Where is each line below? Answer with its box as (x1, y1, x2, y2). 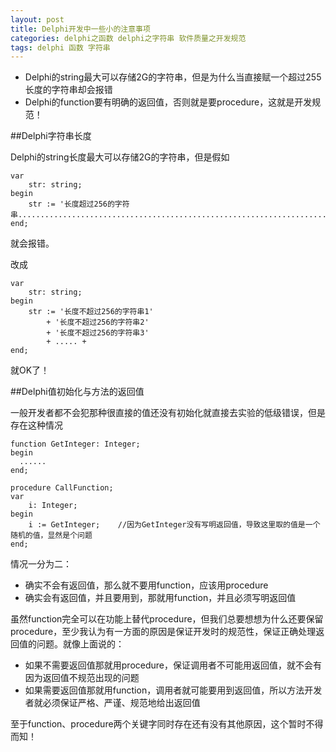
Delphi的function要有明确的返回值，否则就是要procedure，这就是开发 (24, 96, 313, 108)
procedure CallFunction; (10, 483, 114, 493)
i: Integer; (28, 501, 78, 511)
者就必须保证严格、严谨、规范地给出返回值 (24, 697, 201, 709)
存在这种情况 (10, 419, 63, 431)
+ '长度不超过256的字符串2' (46, 317, 150, 328)
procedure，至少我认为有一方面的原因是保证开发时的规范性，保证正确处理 (10, 626, 317, 638)
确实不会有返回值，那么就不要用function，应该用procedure (24, 579, 269, 591)
